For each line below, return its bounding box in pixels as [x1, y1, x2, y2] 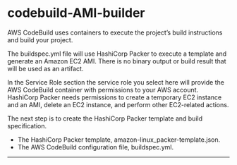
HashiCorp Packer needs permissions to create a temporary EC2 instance [7, 93, 222, 102]
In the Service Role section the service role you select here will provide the [7, 78, 224, 86]
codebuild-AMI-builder [7, 5, 145, 21]
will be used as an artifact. [7, 64, 84, 73]
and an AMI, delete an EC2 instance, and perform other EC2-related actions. [7, 100, 229, 109]
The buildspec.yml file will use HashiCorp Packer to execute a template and [7, 49, 227, 58]
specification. [7, 121, 47, 130]
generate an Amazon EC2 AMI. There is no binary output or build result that [7, 56, 226, 65]
